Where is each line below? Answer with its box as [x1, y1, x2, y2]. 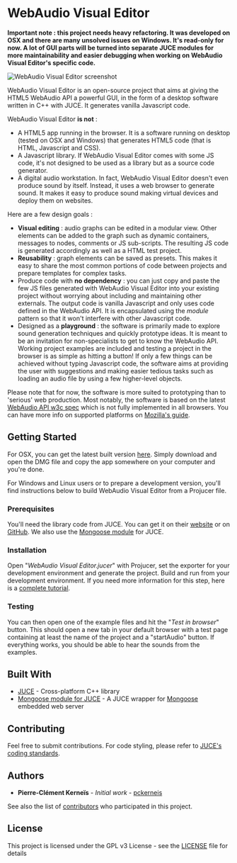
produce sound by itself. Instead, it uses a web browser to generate [17, 181, 214, 189]
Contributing [7, 723, 65, 735]
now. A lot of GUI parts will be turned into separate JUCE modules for [7, 43, 214, 52]
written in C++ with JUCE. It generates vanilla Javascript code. [7, 101, 190, 109]
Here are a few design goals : [7, 210, 93, 218]
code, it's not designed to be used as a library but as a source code [17, 158, 214, 167]
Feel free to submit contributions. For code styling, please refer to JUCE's [7, 742, 222, 750]
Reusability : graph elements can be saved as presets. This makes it [17, 254, 218, 262]
